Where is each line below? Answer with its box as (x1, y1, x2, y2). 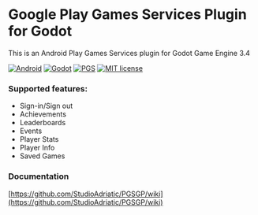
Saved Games (19, 151, 65, 161)
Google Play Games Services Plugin (8, 6, 247, 24)
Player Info (19, 143, 55, 153)
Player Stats (19, 135, 59, 144)
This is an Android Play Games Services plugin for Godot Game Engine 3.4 (8, 48, 251, 57)
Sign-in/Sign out (19, 101, 73, 111)
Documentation (8, 171, 69, 182)
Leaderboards (19, 118, 66, 128)
